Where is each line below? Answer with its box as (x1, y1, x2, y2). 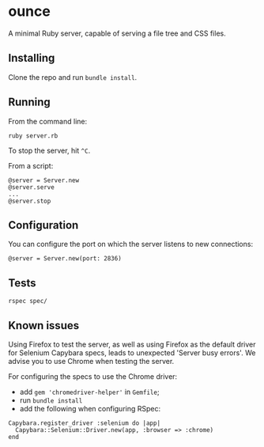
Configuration (8, 218, 79, 232)
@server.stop (8, 197, 51, 205)
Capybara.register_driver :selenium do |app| (8, 419, 160, 427)
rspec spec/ (8, 297, 47, 305)
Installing (8, 51, 55, 65)
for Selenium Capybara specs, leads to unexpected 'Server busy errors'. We (8, 348, 256, 358)
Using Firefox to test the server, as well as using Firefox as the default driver (8, 339, 256, 349)
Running (8, 96, 51, 109)
